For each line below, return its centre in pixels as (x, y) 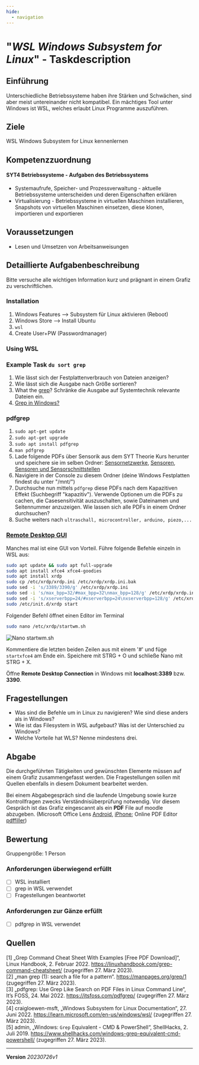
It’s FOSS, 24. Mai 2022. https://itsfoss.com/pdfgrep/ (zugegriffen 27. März (98, 995)
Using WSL (22, 349)
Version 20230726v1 (32, 1057)
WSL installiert (32, 882)
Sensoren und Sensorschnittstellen (57, 469)
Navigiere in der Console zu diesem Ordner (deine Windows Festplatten (102, 475)
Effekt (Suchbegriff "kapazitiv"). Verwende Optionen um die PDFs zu (98, 494)
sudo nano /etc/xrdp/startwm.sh (46, 626)
